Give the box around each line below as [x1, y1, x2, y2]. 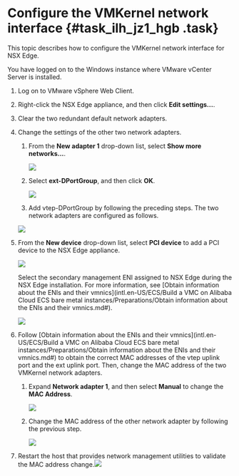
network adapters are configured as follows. [28, 211, 159, 219]
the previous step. [28, 424, 82, 433]
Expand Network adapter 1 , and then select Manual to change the [28, 382, 224, 390]
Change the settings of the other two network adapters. [17, 128, 182, 136]
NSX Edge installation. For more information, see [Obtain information [17, 280, 220, 289]
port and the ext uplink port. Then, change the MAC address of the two [17, 361, 227, 369]
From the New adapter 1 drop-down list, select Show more [28, 141, 202, 150]
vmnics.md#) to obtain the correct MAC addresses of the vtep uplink [17, 353, 220, 361]
